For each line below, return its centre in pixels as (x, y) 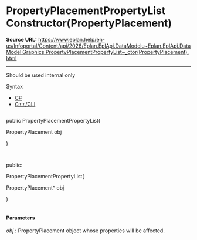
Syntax (15, 86)
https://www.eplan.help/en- (72, 39)
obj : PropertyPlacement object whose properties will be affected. (86, 231)
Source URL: (21, 39)
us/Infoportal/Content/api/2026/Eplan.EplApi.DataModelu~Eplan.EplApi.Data (98, 46)
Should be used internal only (41, 75)
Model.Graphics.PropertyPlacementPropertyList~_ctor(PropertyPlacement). (98, 52)
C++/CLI (25, 104)
